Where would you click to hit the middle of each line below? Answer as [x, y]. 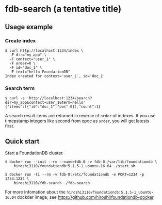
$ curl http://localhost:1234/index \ [44, 50]
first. [10, 126]
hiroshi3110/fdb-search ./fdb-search [52, 183]
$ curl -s [15, 98]
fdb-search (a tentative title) [63, 9]
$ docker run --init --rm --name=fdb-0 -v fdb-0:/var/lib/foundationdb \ [81, 162]
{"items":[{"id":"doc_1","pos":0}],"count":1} [53, 107]
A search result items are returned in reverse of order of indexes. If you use [81, 116]
